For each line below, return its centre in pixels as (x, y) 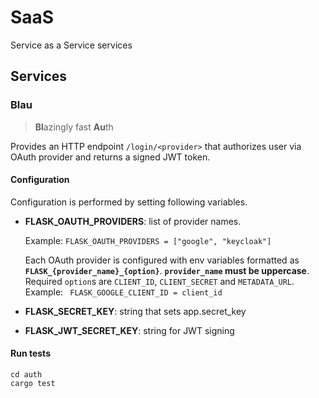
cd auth (26, 375)
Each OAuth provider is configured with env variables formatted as (162, 260)
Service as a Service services (71, 45)
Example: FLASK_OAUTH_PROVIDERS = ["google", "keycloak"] (148, 240)
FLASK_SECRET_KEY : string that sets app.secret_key (135, 311)
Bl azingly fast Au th (74, 127)
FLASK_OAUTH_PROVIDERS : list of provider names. (133, 221)
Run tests (30, 353)
